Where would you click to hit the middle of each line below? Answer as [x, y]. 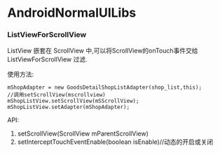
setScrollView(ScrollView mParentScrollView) [83, 133]
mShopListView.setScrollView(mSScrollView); [73, 101]
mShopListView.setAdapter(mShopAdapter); [69, 107]
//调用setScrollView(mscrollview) [57, 95]
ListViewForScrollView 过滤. [47, 59]
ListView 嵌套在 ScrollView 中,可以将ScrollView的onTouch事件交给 [103, 51]
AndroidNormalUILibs [72, 13]
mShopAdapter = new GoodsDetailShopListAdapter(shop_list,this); [104, 88]
